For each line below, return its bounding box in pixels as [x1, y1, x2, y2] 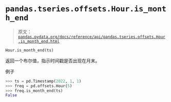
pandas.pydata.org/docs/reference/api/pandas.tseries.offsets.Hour [17, 34, 165, 39]
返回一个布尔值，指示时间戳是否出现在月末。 [5, 58, 100, 64]
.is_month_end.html [17, 39, 60, 44]
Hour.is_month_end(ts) [5, 47, 54, 53]
